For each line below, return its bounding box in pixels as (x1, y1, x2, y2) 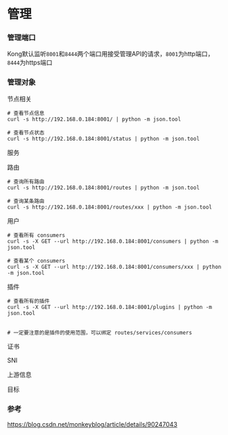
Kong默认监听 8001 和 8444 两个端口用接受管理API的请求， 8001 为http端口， (7, 50, 214, 58)
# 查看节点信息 (7, 109, 45, 116)
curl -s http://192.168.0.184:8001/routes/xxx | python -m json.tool (7, 204, 213, 211)
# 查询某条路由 (7, 197, 45, 204)
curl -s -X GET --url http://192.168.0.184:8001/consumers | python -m (7, 238, 218, 245)
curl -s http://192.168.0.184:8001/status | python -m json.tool (7, 135, 200, 142)
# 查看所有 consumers (7, 231, 66, 239)
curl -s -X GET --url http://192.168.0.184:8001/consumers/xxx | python (7, 263, 222, 270)
